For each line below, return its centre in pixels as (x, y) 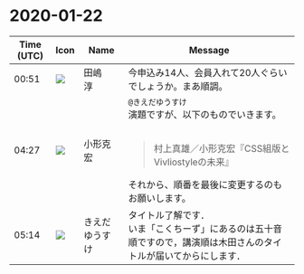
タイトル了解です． (169, 215)
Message (209, 50)
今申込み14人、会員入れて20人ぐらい (208, 72)
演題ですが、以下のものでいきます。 (205, 114)
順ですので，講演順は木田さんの (196, 242)
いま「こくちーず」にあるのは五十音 (205, 229)
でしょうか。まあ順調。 (178, 86)
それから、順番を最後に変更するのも (205, 184)
